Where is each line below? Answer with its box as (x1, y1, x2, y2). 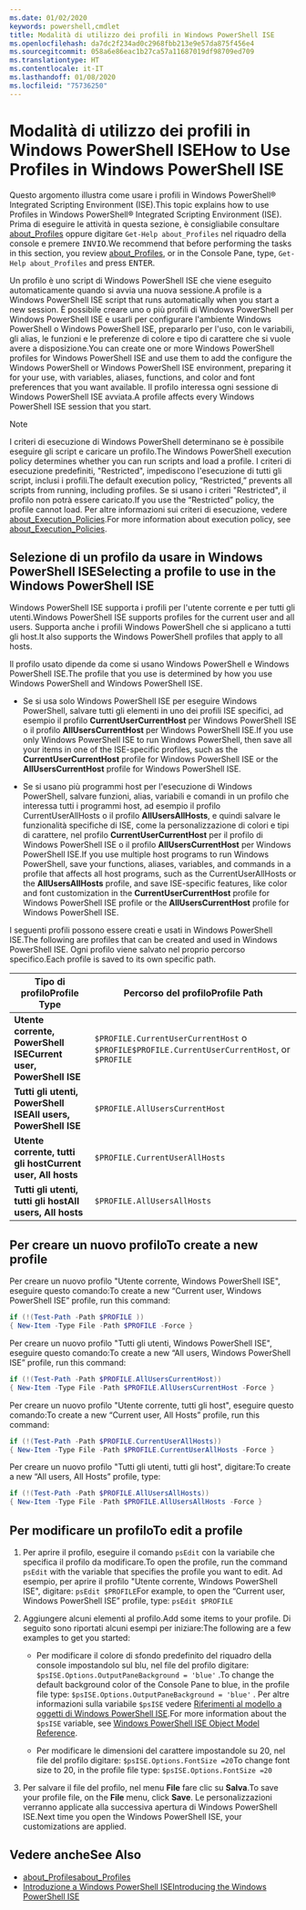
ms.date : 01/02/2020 (9, 13, 88, 23)
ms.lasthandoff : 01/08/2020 (9, 73, 117, 82)
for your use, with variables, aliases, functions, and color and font (9, 371, 255, 383)
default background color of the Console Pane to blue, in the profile (36, 1679, 290, 1689)
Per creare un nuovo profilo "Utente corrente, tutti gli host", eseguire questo (9, 1399, 294, 1410)
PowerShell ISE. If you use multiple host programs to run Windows (22, 849, 270, 860)
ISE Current (14, 1048, 63, 1060)
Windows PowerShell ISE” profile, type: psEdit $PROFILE (22, 1595, 234, 1605)
